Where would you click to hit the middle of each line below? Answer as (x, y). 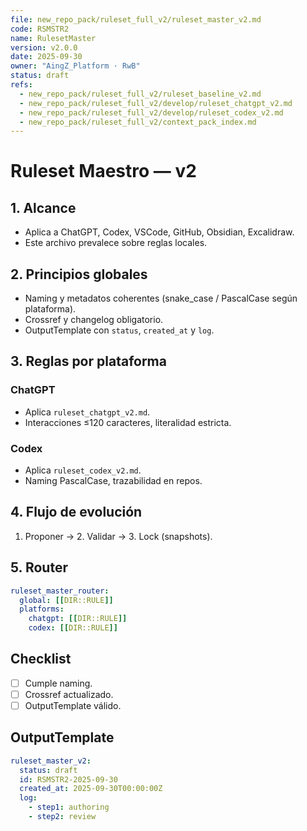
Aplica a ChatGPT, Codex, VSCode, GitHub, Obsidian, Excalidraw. (159, 232)
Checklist (41, 659)
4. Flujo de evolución (76, 512)
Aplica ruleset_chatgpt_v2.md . (87, 412)
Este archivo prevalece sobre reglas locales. (116, 243)
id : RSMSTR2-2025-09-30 (68, 779)
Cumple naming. (58, 683)
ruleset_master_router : (60, 591)
